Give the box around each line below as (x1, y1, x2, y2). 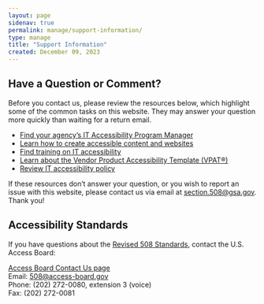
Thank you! (8, 195, 45, 205)
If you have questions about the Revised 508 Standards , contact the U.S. (8, 239, 244, 249)
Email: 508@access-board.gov (8, 271, 109, 280)
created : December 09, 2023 (8, 48, 101, 56)
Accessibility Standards (8, 218, 128, 232)
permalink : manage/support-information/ (8, 26, 143, 34)
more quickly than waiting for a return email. (8, 115, 152, 124)
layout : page (8, 11, 51, 20)
